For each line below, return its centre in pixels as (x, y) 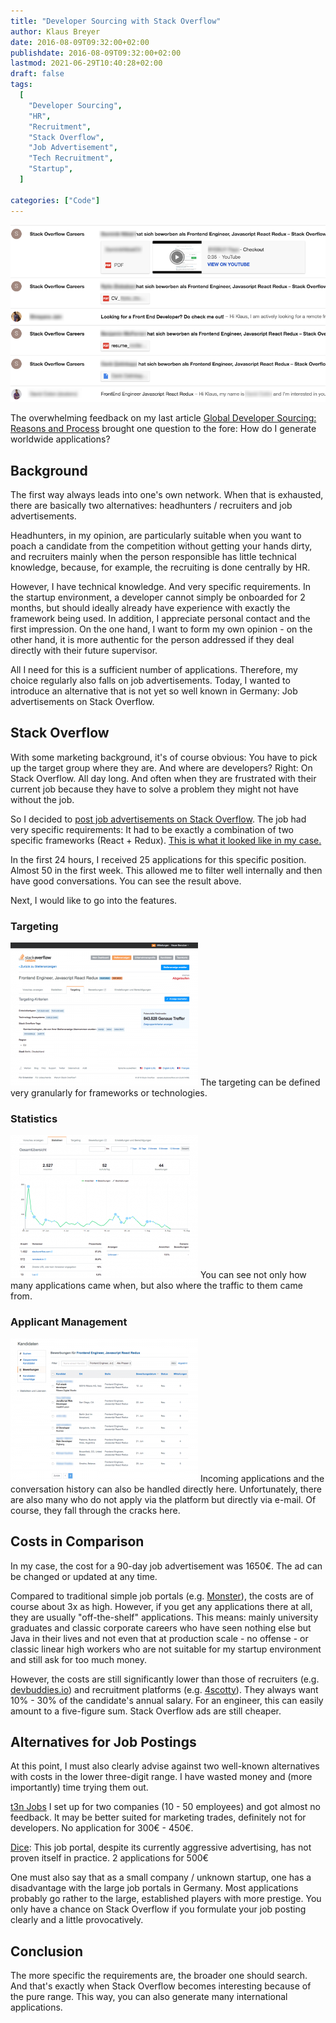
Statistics (34, 1119)
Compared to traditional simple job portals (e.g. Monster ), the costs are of (162, 1596)
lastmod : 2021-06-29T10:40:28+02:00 (86, 63)
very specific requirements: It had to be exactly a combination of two (152, 829)
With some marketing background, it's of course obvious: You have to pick (164, 757)
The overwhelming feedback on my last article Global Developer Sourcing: (163, 418)
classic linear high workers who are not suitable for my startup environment (166, 1649)
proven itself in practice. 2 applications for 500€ (109, 1858)
